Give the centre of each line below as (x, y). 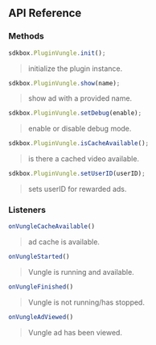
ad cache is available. (64, 242)
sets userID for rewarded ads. (77, 189)
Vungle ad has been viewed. (75, 332)
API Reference (45, 13)
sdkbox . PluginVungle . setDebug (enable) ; (75, 113)
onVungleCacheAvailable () (51, 227)
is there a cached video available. (83, 159)
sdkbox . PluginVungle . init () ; (57, 53)
